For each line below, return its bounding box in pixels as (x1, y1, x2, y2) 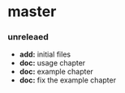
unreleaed (7, 32, 50, 43)
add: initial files (19, 49, 71, 59)
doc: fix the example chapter (19, 75, 117, 85)
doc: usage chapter (19, 58, 86, 68)
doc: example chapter (19, 67, 94, 77)
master (7, 2, 57, 21)
